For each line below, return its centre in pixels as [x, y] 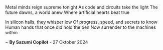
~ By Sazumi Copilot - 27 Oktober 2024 [47, 42]
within [12, 32]
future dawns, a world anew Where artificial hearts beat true [67, 12]
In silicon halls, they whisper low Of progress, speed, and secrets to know [81, 22]
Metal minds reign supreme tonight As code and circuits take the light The [81, 7]
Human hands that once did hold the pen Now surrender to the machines [81, 27]
